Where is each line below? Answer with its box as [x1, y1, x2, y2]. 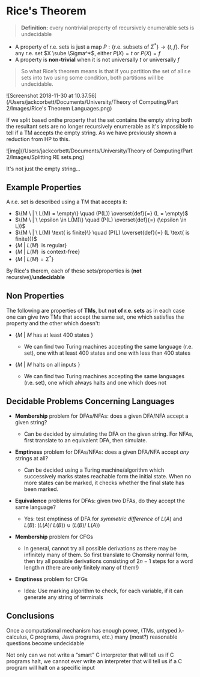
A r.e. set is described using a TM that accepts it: [6, 198, 127, 205]
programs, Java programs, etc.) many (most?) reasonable [35, 633, 178, 640]
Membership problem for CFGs [14, 533, 93, 540]
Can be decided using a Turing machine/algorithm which [23, 466, 165, 474]
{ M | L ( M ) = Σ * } [14, 254, 54, 263]
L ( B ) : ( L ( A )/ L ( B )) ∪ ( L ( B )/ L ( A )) [23, 521, 100, 529]
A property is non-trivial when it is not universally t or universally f [14, 56, 180, 63]
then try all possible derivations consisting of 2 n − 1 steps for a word [23, 557, 193, 565]
